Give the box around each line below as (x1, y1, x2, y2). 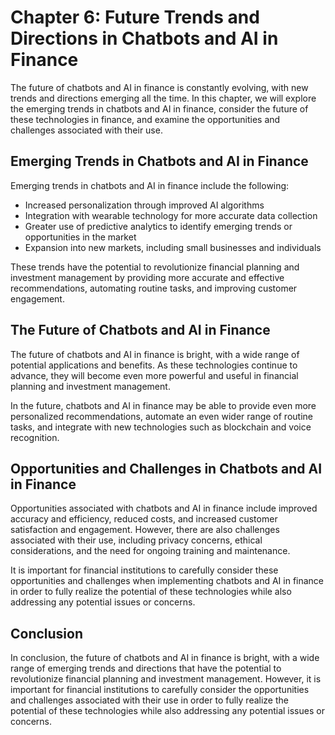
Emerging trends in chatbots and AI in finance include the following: (10, 179, 290, 191)
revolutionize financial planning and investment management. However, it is (10, 673, 322, 685)
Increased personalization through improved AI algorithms (24, 199, 265, 211)
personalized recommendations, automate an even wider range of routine (10, 410, 313, 422)
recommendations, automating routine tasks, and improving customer (10, 282, 298, 294)
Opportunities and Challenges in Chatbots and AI (10, 460, 323, 477)
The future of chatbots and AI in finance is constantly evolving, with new (10, 81, 309, 93)
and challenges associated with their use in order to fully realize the (10, 694, 289, 706)
